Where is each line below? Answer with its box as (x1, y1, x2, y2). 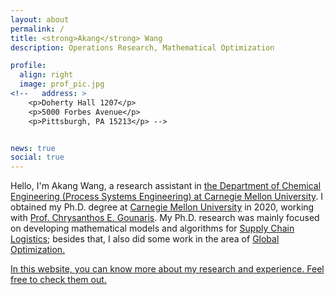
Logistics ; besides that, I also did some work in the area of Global (10, 233, 280, 245)
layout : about (10, 14, 70, 25)
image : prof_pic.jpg (19, 79, 105, 90)
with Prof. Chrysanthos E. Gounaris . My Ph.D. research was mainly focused (10, 212, 320, 224)
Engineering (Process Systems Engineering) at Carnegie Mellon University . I (10, 191, 323, 203)
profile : (10, 61, 47, 71)
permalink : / (10, 24, 65, 34)
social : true (10, 152, 65, 163)
